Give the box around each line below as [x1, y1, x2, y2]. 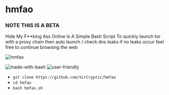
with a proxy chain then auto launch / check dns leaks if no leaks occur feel [5, 39, 164, 45]
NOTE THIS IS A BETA [5, 22, 60, 29]
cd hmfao [12, 80, 32, 85]
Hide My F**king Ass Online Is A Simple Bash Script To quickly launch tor [5, 33, 161, 39]
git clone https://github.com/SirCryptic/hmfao [12, 75, 116, 80]
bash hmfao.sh [12, 86, 43, 91]
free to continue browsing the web [5, 44, 78, 51]
